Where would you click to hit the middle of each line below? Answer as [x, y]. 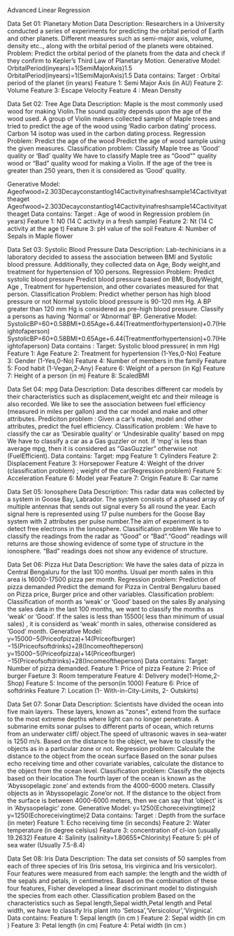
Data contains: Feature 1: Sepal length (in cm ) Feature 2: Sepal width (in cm [116, 918]
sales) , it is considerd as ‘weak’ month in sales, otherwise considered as [112, 624]
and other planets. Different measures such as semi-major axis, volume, [111, 38]
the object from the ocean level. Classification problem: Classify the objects [116, 771]
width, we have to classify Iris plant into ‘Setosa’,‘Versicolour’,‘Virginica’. [110, 911]
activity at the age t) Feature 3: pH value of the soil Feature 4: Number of [112, 229]
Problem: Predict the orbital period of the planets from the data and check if [116, 53]
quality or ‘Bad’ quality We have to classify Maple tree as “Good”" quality [112, 156]
